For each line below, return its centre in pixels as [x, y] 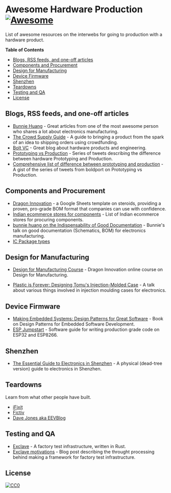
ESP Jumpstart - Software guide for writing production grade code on [86, 330]
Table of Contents [25, 50]
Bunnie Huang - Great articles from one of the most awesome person [86, 126]
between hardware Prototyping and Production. [63, 158]
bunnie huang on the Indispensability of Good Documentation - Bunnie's [89, 225]
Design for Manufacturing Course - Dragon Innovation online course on [88, 270]
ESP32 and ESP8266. [35, 335]
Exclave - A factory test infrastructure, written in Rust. [69, 446]
